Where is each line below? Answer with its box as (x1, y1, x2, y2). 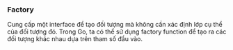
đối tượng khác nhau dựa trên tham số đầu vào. (7, 35, 143, 43)
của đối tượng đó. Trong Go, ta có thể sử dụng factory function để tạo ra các (7, 27, 227, 36)
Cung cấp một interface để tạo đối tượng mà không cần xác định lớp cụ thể (7, 21, 223, 29)
